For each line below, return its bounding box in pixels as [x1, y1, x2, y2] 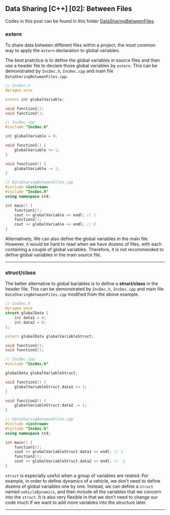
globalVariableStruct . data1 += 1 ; [14, 384, 87, 389]
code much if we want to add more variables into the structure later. [5, 499, 147, 505]
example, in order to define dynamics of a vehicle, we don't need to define [5, 478, 160, 484]
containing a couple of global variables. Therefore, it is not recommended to [5, 247, 164, 253]
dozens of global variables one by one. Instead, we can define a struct [5, 483, 153, 489]
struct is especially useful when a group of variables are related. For [5, 473, 149, 479]
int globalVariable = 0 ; [5, 134, 58, 139]
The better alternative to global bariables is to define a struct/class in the [5, 280, 158, 287]
